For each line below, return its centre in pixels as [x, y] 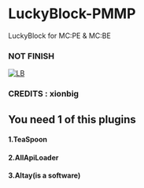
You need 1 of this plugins [72, 119]
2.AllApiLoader [33, 157]
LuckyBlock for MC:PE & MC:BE [60, 36]
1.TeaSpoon [28, 140]
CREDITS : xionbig [44, 94]
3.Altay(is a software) [44, 175]
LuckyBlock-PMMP [72, 14]
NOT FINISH [31, 56]
